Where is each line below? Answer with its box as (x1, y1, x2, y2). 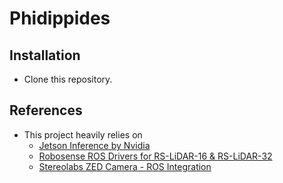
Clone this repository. (23, 73, 113, 85)
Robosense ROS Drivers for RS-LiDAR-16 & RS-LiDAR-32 (38, 150, 273, 162)
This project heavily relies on (23, 128, 143, 141)
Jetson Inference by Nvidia (38, 139, 151, 151)
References (9, 102, 83, 119)
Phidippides (9, 7, 111, 30)
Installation (9, 47, 81, 64)
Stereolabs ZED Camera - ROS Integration (38, 160, 212, 172)
